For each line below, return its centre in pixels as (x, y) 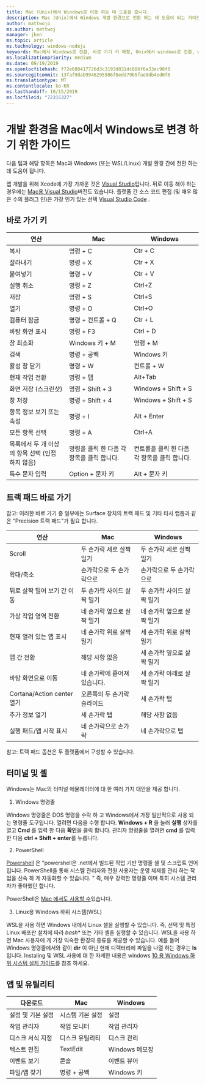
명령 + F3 (82, 331)
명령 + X (81, 262)
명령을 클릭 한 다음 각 (98, 448)
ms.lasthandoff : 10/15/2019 (42, 92)
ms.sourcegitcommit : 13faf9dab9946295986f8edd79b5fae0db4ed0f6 (88, 75)
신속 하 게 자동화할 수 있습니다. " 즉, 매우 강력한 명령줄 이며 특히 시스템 (101, 878)
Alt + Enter (149, 416)
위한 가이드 (45, 145)
